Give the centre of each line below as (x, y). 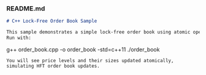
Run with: (19, 38)
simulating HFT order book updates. (53, 66)
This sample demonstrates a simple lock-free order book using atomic (98, 32)
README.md (26, 9)
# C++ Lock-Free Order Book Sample (52, 21)
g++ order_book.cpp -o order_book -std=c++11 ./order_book (83, 49)
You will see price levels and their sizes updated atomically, (90, 60)
